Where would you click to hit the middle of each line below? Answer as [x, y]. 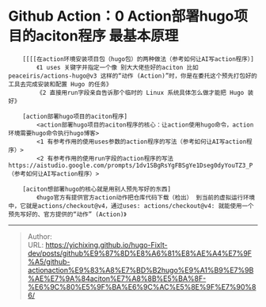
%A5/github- [49, 261]
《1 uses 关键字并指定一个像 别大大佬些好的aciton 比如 [118, 67]
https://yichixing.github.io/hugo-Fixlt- [106, 244]
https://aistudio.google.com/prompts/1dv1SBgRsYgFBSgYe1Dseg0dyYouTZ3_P [131, 165]
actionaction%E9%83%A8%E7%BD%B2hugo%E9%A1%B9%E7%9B [141, 270]
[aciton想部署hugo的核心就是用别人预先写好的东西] [97, 189]
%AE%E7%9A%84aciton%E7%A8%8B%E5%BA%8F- [117, 279]
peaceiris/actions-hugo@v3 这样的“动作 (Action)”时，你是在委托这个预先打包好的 [133, 76]
